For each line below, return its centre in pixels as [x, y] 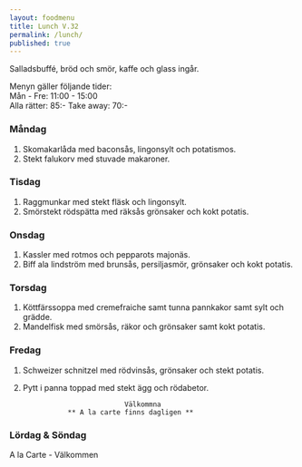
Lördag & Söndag [48, 434]
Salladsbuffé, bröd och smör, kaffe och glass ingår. [104, 69]
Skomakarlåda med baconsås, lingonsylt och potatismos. [129, 149]
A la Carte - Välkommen [54, 455]
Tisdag [25, 182]
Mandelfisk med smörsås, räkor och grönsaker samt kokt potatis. [144, 326]
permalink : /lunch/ [46, 34]
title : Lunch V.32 [44, 26]
